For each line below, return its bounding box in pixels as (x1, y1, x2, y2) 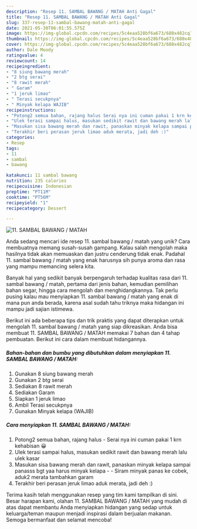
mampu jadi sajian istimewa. (6, 305, 74, 312)
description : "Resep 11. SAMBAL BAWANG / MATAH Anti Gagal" (6, 8, 157, 15)
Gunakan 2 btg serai (14, 377, 64, 384)
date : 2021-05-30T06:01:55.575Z (6, 25, 85, 31)
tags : (6, 145, 19, 151)
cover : (6, 42, 22, 48)
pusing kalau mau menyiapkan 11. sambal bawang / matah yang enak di (6, 293, 179, 300)
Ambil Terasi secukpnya (14, 401, 73, 409)
